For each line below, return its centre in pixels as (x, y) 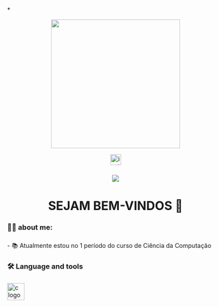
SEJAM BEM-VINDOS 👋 (116, 206)
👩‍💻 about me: (30, 227)
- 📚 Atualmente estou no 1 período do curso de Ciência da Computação (109, 245)
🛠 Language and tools (45, 266)
